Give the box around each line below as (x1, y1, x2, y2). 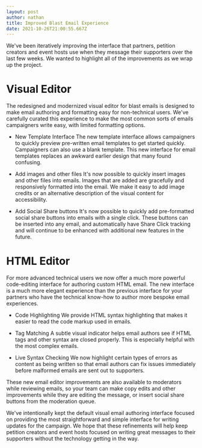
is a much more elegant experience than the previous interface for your (6, 287, 183, 294)
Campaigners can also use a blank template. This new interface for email (14, 146, 196, 154)
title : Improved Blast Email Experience (6, 20, 109, 26)
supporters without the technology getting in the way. (6, 435, 139, 443)
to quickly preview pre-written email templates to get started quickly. (14, 140, 186, 147)
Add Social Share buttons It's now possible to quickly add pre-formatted (14, 208, 194, 215)
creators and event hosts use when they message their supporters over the (6, 49, 193, 56)
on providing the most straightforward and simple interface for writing (6, 416, 179, 423)
